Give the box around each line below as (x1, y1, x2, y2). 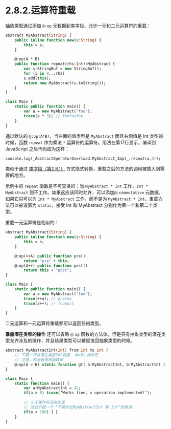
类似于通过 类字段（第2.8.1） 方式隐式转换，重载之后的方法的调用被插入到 (5, 166, 160, 172)
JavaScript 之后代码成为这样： (5, 145, 70, 152)
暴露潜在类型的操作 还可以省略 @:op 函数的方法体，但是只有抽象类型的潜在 (5, 331, 162, 337)
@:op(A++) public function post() (14, 263, 88, 268)
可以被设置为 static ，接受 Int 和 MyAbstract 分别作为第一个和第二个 (9, 202, 153, 208)
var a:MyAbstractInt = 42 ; (23, 385, 81, 391)
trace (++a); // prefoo (23, 296, 72, 301)
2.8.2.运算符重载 (5, 5, 76, 16)
